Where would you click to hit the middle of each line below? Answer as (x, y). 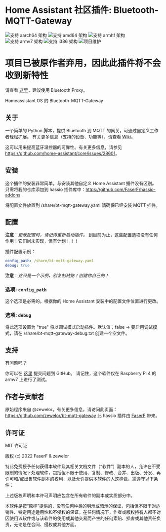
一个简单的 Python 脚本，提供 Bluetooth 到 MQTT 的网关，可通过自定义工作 (82, 130)
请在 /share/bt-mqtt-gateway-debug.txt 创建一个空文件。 (72, 333)
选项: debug (18, 315)
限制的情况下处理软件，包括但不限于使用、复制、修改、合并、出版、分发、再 (83, 473)
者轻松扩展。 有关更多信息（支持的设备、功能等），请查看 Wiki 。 (70, 137)
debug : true (17, 266)
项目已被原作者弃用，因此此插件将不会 (83, 63)
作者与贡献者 (25, 397)
